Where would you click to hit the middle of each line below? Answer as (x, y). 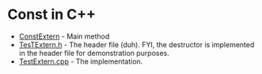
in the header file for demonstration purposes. (94, 53)
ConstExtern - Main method (64, 36)
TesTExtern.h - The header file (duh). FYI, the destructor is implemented (137, 44)
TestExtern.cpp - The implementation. (81, 61)
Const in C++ (52, 15)
